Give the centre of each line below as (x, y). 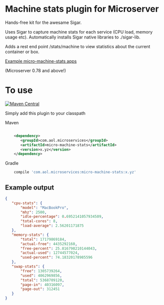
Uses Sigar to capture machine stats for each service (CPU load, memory (79, 32)
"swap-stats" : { (28, 267)
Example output (30, 187)
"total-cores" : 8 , (39, 221)
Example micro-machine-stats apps (41, 61)
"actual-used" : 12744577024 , (50, 253)
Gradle (12, 163)
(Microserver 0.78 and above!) (36, 70)
